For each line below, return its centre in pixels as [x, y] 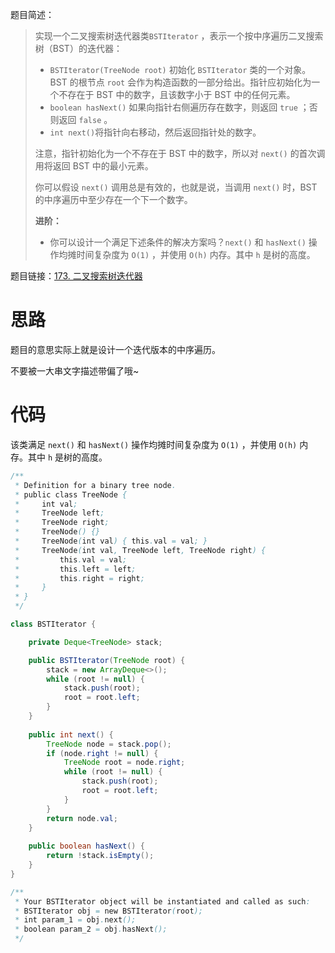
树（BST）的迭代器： [78, 48]
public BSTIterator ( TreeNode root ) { [107, 660]
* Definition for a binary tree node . [95, 485]
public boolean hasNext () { [86, 846]
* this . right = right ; [79, 578]
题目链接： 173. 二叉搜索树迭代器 [76, 276]
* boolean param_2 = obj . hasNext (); [91, 929]
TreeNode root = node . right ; [124, 763]
